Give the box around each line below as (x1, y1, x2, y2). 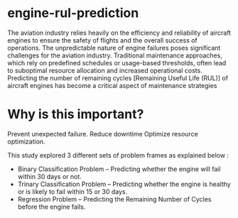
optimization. (7, 137, 45, 146)
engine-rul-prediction (7, 5, 139, 21)
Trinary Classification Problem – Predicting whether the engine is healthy (17, 180, 231, 188)
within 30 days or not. (17, 172, 82, 180)
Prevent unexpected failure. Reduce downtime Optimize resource (7, 129, 199, 138)
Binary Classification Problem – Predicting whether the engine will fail (17, 165, 222, 173)
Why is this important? (7, 107, 144, 122)
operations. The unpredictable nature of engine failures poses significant (7, 43, 221, 52)
